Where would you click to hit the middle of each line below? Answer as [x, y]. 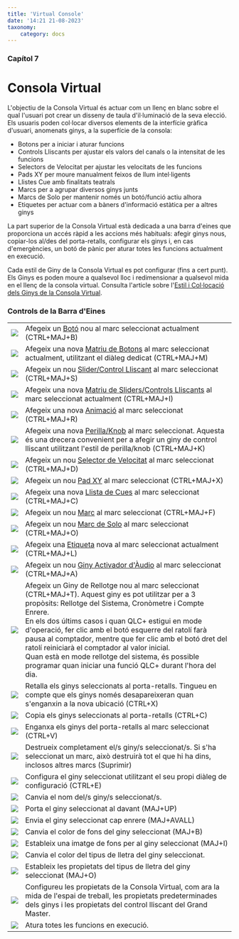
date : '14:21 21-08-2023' [46, 21]
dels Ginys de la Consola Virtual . [55, 293]
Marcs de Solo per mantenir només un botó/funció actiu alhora [110, 197]
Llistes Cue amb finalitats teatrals [66, 182]
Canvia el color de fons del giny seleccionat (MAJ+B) [114, 832]
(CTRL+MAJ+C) [52, 501]
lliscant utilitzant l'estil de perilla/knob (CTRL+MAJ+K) [115, 449]
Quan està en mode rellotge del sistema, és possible [112, 657]
